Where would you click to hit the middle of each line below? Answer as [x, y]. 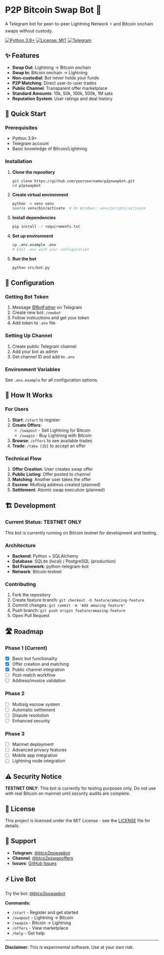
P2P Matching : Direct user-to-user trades [54, 83]
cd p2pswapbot [26, 186]
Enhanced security [31, 721]
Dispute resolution [31, 715]
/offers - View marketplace [40, 928]
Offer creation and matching [41, 664]
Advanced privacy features [39, 750]
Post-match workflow [34, 675]
